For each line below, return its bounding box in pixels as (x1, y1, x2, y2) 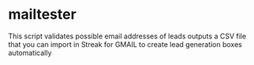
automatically (8, 48, 52, 57)
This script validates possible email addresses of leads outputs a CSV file (8, 31, 247, 41)
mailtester (8, 5, 77, 23)
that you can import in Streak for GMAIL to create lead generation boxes (8, 39, 242, 49)
